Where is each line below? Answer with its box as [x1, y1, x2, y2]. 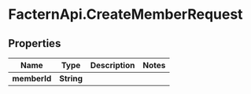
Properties [8, 37, 61, 50]
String [58, 73, 83, 84]
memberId [12, 73, 52, 84]
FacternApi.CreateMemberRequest [8, 5, 243, 23]
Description [90, 60, 135, 70]
